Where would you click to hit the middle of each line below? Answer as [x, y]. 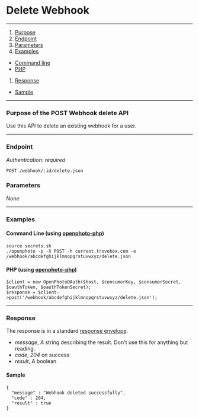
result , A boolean [36, 361]
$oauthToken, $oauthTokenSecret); [49, 287]
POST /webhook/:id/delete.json [45, 171]
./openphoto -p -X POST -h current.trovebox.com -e [71, 251]
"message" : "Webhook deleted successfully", [69, 393]
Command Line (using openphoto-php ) [55, 233]
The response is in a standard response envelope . [67, 331]
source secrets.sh [29, 246]
